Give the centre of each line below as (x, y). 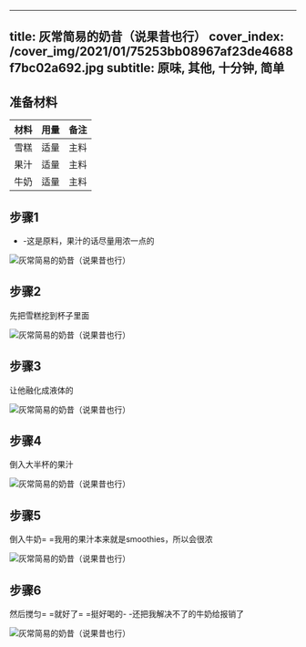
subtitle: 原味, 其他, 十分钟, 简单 (195, 68)
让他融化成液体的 (41, 390)
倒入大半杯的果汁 (41, 464)
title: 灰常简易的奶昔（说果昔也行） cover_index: (147, 37)
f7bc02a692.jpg (57, 68)
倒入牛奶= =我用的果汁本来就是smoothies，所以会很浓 (111, 539)
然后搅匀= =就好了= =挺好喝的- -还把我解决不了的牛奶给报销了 (127, 614)
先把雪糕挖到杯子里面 (49, 315)
